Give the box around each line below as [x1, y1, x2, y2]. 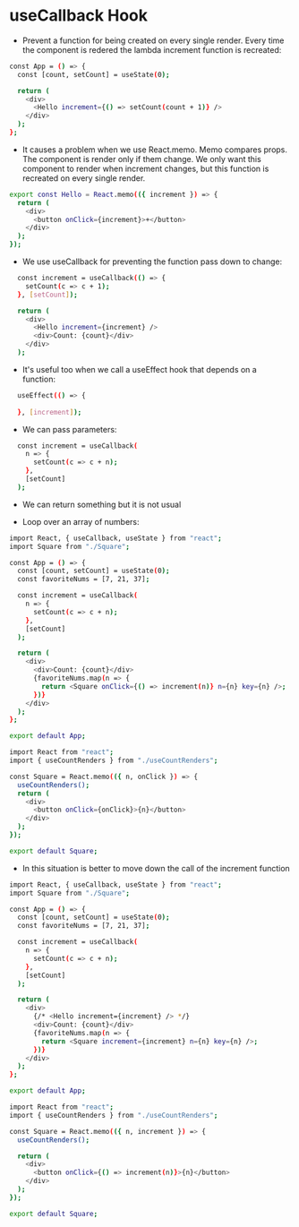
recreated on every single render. [21, 172, 146, 184]
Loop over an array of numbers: [21, 516, 141, 527]
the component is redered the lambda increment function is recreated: [21, 44, 282, 55]
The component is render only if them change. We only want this [21, 153, 261, 164]
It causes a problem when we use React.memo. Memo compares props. [21, 144, 288, 155]
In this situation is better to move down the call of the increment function [21, 862, 291, 873]
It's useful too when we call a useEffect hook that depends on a [21, 364, 257, 374]
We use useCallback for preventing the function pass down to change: [21, 256, 283, 267]
